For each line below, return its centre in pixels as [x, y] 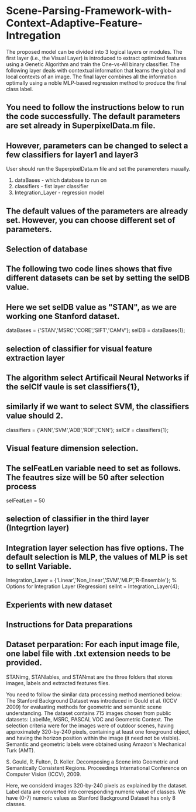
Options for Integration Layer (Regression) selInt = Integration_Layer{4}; [93, 586]
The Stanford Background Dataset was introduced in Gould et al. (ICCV [92, 700]
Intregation [34, 36]
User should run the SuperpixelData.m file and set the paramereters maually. [98, 169]
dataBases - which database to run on [61, 180]
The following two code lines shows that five [89, 269]
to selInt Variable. [39, 566]
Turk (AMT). [20, 750]
